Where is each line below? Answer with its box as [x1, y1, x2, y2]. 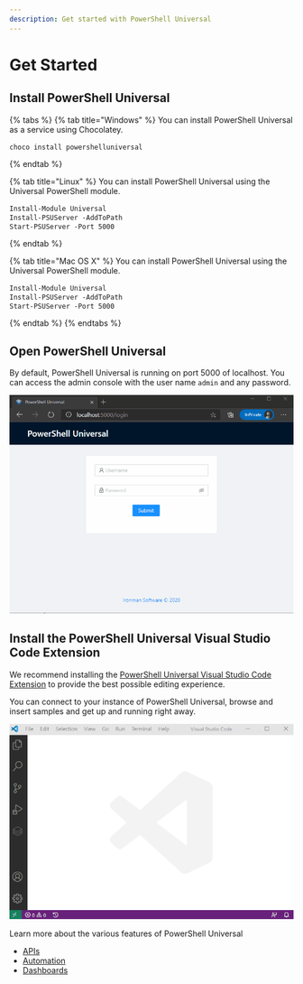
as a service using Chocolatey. [9, 124, 124, 135]
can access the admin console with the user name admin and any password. [9, 377, 291, 388]
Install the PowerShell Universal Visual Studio [9, 631, 271, 646]
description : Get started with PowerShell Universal [9, 14, 212, 23]
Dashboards [22, 965, 69, 976]
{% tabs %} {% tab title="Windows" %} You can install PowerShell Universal [9, 114, 293, 125]
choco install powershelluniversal [9, 143, 143, 152]
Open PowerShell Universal [9, 344, 167, 359]
